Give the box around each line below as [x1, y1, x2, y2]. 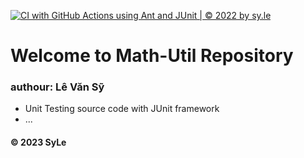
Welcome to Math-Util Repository [10, 45, 294, 67]
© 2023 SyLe [10, 136, 67, 149]
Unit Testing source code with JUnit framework [24, 103, 220, 115]
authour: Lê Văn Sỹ [10, 80, 105, 94]
